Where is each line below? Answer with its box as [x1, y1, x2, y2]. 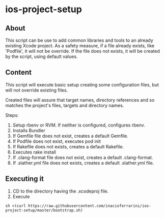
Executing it [5, 174, 44, 183]
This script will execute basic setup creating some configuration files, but [5, 81, 159, 87]
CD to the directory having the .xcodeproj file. [12, 188, 109, 194]
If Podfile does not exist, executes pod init [12, 138, 101, 144]
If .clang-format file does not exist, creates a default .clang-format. [12, 154, 153, 161]
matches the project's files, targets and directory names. [5, 102, 124, 108]
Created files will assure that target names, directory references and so [5, 97, 155, 103]
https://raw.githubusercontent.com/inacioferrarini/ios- [28, 203, 152, 208]
